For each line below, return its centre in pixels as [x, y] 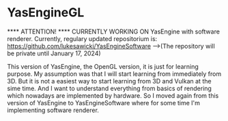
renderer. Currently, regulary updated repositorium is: [82, 38]
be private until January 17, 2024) [54, 53]
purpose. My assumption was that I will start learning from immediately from [114, 74]
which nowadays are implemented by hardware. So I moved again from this [113, 95]
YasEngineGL [46, 13]
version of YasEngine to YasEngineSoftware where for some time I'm [103, 103]
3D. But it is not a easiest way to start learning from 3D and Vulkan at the [109, 81]
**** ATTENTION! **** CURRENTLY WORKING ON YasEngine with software [114, 31]
